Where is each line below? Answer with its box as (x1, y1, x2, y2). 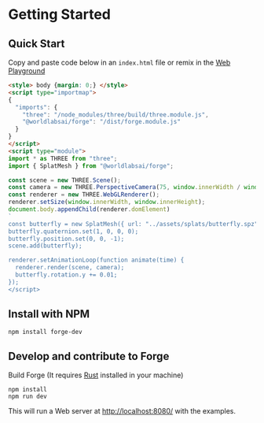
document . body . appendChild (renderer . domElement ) (8, 206, 170, 213)
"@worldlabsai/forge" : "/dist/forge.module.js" (22, 118, 181, 126)
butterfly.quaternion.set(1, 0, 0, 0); (8, 227, 139, 236)
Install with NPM (8, 307, 90, 321)
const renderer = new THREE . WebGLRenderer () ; (8, 191, 159, 199)
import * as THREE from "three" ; (8, 154, 118, 162)
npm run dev (8, 392, 47, 401)
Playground (8, 66, 46, 76)
